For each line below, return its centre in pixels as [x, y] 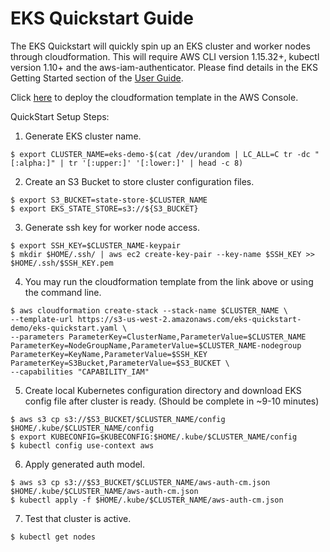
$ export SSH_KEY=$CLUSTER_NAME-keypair [96, 245]
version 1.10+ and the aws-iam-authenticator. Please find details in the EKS [164, 67]
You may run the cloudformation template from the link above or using [169, 281]
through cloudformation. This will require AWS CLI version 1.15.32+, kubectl [165, 56]
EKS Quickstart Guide [102, 18]
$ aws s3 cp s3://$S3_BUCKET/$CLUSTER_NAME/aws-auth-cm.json [140, 482]
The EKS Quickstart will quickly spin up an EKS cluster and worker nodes [160, 46]
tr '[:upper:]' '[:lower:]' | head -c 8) [156, 163]
